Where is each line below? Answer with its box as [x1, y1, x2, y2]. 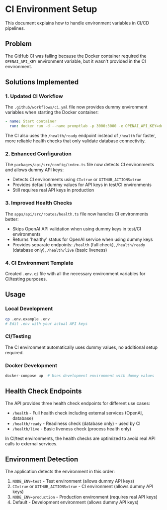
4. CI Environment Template [5, 259, 74, 266]
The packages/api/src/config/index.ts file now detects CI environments [5, 162, 155, 168]
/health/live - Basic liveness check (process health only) [12, 425, 132, 431]
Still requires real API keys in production [12, 187, 94, 193]
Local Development [5, 305, 53, 312]
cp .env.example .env [5, 316, 50, 321]
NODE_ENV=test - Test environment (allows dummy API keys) [12, 478, 135, 484]
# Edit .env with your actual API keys [5, 321, 88, 326]
